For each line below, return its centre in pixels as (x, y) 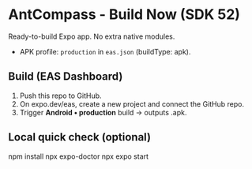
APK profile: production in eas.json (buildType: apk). (105, 51)
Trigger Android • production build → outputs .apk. (103, 112)
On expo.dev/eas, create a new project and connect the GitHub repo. (132, 103)
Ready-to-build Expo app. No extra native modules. (92, 36)
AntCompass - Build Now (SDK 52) (124, 15)
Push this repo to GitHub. (60, 96)
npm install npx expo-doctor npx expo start (78, 156)
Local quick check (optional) (80, 137)
